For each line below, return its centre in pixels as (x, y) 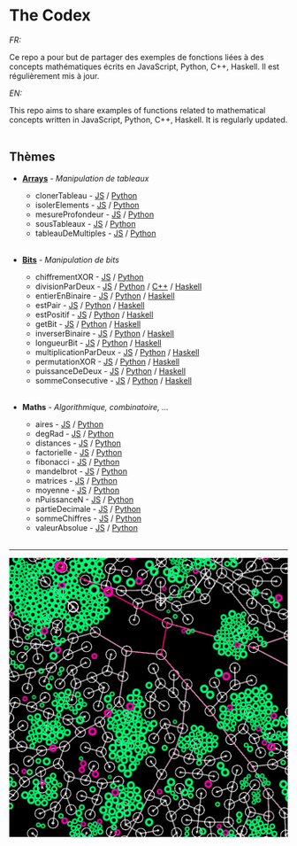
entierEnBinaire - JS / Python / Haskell (105, 295)
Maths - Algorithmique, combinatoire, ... (95, 407)
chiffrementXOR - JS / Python (89, 276)
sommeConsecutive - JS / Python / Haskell (114, 380)
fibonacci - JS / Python (77, 462)
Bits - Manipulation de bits (70, 260)
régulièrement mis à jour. (54, 75)
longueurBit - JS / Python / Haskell (98, 343)
